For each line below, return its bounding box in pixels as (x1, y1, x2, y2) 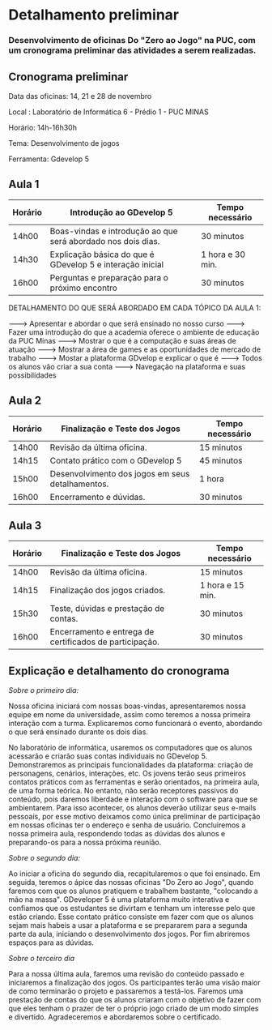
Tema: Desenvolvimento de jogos (8, 138, 120, 147)
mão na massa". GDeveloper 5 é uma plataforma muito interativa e (8, 895, 230, 904)
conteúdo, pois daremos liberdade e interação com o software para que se (8, 794, 258, 804)
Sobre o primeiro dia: (8, 686, 79, 695)
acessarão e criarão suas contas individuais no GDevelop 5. (8, 751, 208, 761)
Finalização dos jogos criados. (49, 585, 166, 596)
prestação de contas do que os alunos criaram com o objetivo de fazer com (8, 995, 261, 1005)
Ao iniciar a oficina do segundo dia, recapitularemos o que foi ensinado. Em (8, 869, 261, 878)
